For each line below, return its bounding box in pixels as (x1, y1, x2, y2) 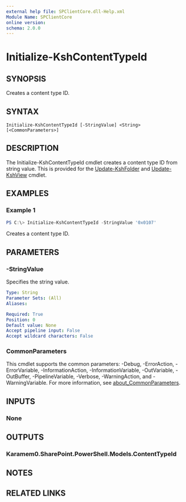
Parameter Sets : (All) (6, 295, 62, 301)
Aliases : (6, 300, 28, 306)
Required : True (6, 311, 44, 317)
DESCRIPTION (6, 143, 59, 153)
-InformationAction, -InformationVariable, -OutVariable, (41, 366, 175, 374)
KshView (6, 171, 28, 179)
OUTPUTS (6, 432, 44, 442)
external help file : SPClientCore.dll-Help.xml (6, 8, 125, 15)
